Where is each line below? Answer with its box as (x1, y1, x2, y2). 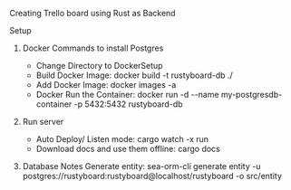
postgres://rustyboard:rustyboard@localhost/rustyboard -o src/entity (22, 171, 283, 181)
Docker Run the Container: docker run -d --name (35, 90, 219, 100)
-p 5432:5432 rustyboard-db (73, 99, 183, 109)
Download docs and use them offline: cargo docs (35, 144, 220, 154)
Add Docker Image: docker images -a (35, 80, 177, 90)
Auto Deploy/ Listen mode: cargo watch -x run (35, 134, 209, 144)
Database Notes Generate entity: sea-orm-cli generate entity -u (22, 161, 261, 171)
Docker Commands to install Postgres (22, 43, 164, 53)
